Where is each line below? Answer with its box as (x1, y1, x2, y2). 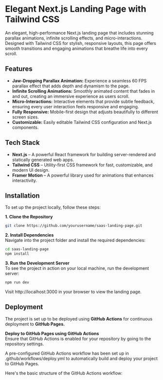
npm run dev (5, 280, 29, 285)
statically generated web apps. (12, 157, 74, 162)
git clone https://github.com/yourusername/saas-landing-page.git (5, 223, 143, 228)
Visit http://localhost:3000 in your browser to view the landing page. (5, 289, 142, 295)
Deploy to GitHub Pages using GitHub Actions (5, 330, 99, 336)
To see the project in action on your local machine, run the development (5, 265, 149, 271)
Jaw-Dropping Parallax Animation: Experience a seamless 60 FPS (12, 78, 147, 83)
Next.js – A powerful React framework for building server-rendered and (12, 151, 156, 157)
